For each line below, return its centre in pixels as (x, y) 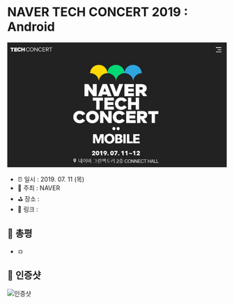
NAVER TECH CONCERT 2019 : (97, 12)
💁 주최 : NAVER (39, 188)
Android (31, 27)
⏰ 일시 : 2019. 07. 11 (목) (51, 179)
